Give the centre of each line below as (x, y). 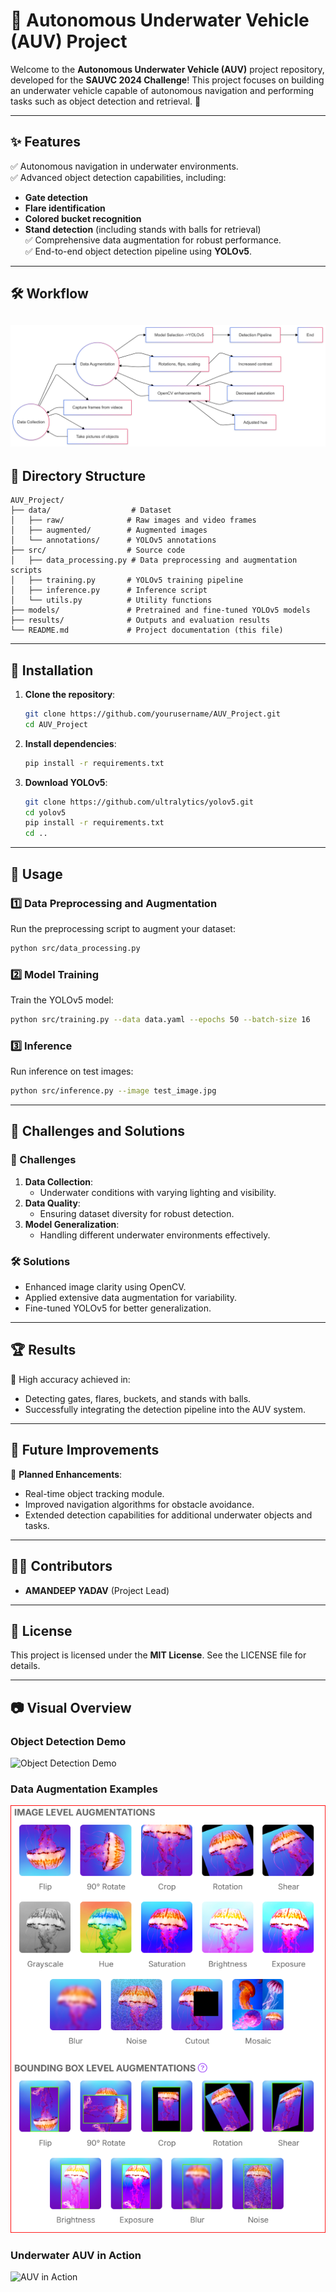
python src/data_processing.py (75, 948)
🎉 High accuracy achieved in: (70, 1379)
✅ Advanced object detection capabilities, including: (118, 177)
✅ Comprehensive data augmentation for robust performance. (153, 240)
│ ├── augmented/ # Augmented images (109, 530)
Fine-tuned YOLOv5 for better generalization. (118, 1308)
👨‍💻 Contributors (61, 1566)
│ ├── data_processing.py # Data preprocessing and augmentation (154, 560)
